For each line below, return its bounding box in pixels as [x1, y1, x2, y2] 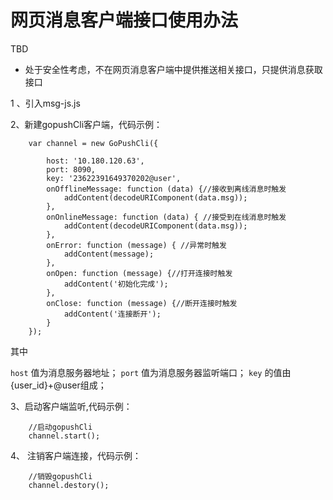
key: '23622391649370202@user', [46, 173, 182, 183]
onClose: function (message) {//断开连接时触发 [46, 298, 238, 308]
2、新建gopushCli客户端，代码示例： [10, 118, 163, 130]
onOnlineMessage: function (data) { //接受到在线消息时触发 [46, 212, 287, 222]
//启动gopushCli [28, 422, 93, 432]
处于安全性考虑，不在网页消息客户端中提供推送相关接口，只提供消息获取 [24, 63, 323, 75]
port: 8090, [46, 164, 97, 175]
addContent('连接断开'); [63, 309, 162, 319]
